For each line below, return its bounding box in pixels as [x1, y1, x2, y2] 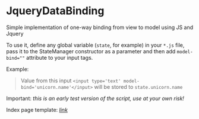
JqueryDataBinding [6, 4, 105, 18]
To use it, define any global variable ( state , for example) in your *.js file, [6, 41, 185, 49]
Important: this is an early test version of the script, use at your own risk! [6, 95, 184, 102]
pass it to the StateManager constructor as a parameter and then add [6, 47, 176, 54]
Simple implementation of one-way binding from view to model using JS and [6, 24, 194, 31]
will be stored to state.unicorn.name [94, 83, 183, 90]
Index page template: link [6, 106, 68, 113]
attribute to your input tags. [26, 54, 93, 61]
